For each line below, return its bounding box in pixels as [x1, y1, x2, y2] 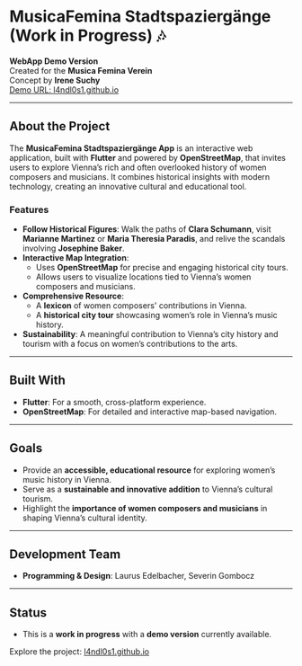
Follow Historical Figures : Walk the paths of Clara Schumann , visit [22, 224, 271, 235]
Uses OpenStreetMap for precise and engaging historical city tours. [35, 262, 289, 273]
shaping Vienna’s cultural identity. [22, 512, 148, 523]
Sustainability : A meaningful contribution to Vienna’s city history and [22, 329, 279, 340]
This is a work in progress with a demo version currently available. [22, 629, 272, 640]
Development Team [9, 546, 121, 563]
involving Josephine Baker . [22, 243, 125, 253]
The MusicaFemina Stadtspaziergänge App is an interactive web [9, 142, 253, 154]
